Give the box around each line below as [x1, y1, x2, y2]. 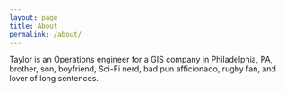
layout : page [9, 13, 58, 22]
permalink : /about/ [9, 29, 82, 38]
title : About [9, 21, 58, 30]
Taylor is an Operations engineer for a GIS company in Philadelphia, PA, [9, 54, 273, 65]
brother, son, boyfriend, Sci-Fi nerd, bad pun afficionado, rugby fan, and [9, 63, 276, 74]
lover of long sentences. [9, 73, 99, 84]
